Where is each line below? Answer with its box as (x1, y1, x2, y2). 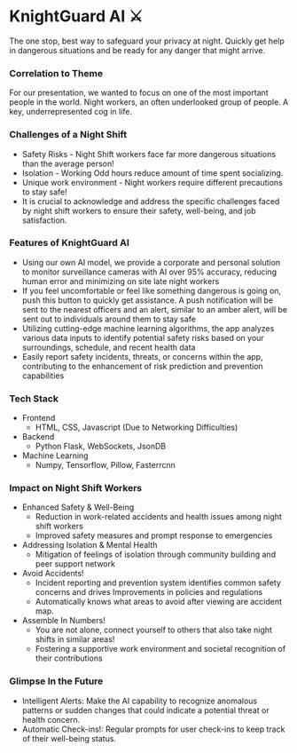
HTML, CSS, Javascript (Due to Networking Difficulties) (35, 422, 238, 432)
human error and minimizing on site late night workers (21, 275, 220, 286)
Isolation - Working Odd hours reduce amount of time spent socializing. (21, 167, 284, 178)
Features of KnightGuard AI (9, 237, 130, 250)
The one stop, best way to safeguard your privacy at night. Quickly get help (9, 36, 285, 46)
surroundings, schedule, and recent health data (21, 342, 196, 353)
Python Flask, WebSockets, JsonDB (35, 441, 167, 452)
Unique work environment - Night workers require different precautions (21, 177, 284, 187)
